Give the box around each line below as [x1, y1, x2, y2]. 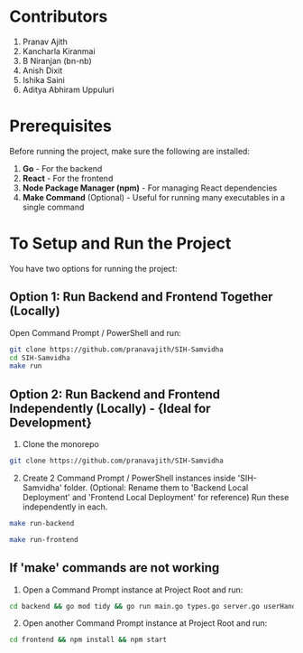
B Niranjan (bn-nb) [22, 55, 92, 66]
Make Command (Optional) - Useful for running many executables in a [22, 191, 286, 202]
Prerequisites [9, 116, 113, 136]
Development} [9, 415, 93, 430]
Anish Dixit [22, 65, 63, 76]
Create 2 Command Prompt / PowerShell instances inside [22, 472, 236, 483]
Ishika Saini [22, 74, 65, 85]
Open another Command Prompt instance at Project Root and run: [22, 618, 268, 629]
